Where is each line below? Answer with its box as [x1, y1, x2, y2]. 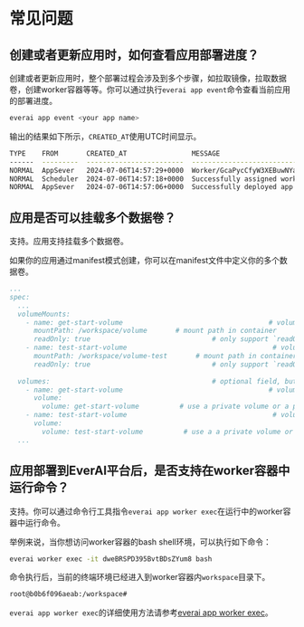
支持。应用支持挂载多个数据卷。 [9, 236, 128, 247]
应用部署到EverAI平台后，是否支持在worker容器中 [9, 463, 290, 479]
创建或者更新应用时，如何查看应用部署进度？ [9, 47, 260, 62]
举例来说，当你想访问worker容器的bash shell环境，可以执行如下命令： [9, 536, 271, 547]
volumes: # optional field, [17, 376, 281, 385]
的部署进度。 [9, 96, 57, 106]
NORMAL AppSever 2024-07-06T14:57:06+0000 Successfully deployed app [9, 183, 294, 192]
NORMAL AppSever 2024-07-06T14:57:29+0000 [9, 166, 184, 175]
